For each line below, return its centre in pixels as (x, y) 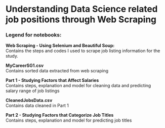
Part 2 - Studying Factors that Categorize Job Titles (60, 115)
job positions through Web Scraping (81, 19)
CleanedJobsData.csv (29, 100)
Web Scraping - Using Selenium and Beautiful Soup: (60, 46)
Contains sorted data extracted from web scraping (57, 71)
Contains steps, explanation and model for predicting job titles (69, 120)
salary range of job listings (33, 91)
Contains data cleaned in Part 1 (37, 106)
